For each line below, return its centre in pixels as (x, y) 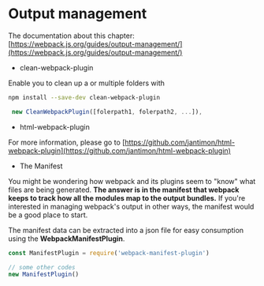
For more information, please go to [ (67, 142)
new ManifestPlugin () (44, 275)
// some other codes (42, 267)
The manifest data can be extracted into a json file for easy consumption (126, 230)
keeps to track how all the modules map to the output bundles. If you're (127, 198)
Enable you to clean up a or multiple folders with (87, 83)
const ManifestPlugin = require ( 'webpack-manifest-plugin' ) (109, 253)
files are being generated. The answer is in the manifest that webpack (124, 190)
